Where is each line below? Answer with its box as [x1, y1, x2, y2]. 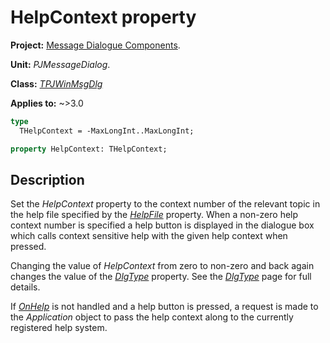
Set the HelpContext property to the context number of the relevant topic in [10, 198, 321, 210]
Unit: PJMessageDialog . [10, 58, 111, 70]
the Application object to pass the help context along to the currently [10, 311, 294, 323]
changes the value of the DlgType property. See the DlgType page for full [10, 271, 312, 283]
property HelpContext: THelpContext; [10, 144, 168, 154]
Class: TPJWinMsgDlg [10, 77, 103, 90]
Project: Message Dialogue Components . [10, 39, 181, 51]
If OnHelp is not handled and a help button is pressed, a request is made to [10, 301, 319, 313]
